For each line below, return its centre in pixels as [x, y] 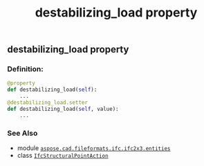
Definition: [25, 69]
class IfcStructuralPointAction [63, 156]
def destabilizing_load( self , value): [63, 109]
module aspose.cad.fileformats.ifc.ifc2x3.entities [94, 148]
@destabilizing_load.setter [48, 103]
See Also [22, 133]
